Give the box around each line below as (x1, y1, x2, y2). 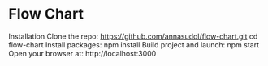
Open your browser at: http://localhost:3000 (8, 48, 157, 58)
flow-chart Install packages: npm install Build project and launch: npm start (8, 39, 260, 49)
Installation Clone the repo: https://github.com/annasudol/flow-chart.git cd (8, 31, 258, 41)
